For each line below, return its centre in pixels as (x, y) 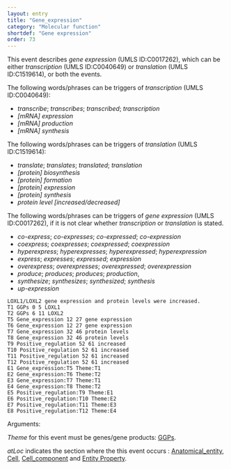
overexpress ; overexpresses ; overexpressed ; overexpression (104, 266)
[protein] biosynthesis (49, 173)
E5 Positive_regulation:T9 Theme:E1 (60, 393)
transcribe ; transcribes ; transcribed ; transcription (88, 109)
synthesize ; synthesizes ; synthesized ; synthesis (86, 281)
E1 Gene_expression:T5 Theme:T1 (54, 369)
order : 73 (22, 40)
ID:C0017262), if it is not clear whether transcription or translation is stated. (115, 223)
